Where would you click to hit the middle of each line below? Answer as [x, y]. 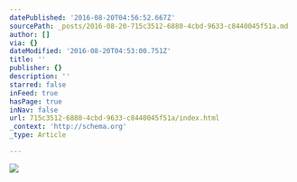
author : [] [30, 34]
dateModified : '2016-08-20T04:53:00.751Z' [90, 51]
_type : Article [38, 135]
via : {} [24, 43]
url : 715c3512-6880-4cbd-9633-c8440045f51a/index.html [115, 118]
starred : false [38, 85]
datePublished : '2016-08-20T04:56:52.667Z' [93, 18]
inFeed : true [34, 93]
